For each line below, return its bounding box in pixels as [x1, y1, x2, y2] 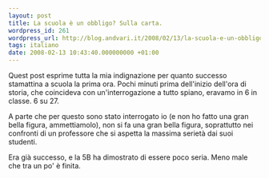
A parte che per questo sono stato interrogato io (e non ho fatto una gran [8, 112, 249, 121]
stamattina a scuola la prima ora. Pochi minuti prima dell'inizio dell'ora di [8, 79, 247, 89]
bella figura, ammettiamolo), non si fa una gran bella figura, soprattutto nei [8, 121, 254, 129]
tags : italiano [8, 42, 59, 49]
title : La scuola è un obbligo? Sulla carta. [8, 19, 163, 27]
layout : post [8, 11, 52, 20]
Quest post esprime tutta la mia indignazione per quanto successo [8, 71, 227, 80]
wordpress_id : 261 [8, 26, 70, 34]
